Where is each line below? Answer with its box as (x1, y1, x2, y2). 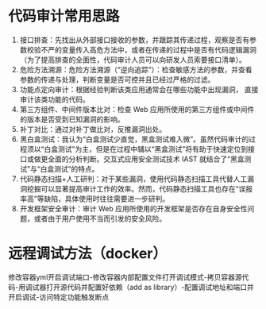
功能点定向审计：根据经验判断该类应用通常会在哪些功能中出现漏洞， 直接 (19, 84, 259, 94)
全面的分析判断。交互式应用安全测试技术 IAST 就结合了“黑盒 (47, 154, 245, 164)
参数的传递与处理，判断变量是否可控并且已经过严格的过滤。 (19, 75, 215, 84)
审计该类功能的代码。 (19, 95, 90, 104)
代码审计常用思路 (8, 7, 121, 25)
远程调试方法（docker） (8, 245, 167, 263)
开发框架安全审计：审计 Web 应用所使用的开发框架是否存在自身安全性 (19, 203, 248, 213)
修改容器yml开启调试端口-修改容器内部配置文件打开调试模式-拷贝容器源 (8, 272, 242, 282)
